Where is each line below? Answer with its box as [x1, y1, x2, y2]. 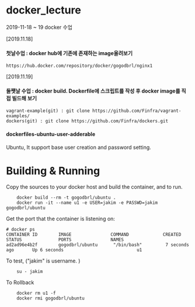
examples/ [6, 113, 30, 119]
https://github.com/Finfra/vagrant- [92, 108, 182, 114]
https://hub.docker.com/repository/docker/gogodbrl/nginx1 [6, 63, 153, 69]
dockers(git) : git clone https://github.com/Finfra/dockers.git [6, 118, 168, 124]
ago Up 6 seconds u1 [6, 247, 142, 253]
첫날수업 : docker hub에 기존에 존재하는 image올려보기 [6, 49, 133, 56]
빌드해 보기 [12, 94, 37, 101]
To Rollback [6, 279, 34, 286]
